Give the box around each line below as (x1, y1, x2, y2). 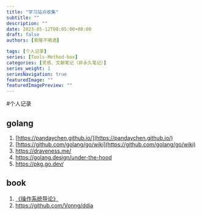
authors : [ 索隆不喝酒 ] (6, 37, 60, 43)
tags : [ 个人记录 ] (6, 48, 47, 55)
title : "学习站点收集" (6, 9, 59, 15)
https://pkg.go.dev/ (15, 160, 64, 167)
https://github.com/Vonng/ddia (15, 202, 94, 209)
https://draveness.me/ (15, 147, 72, 155)
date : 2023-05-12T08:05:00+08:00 (6, 26, 92, 32)
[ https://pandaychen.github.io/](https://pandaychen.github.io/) (15, 134, 173, 141)
